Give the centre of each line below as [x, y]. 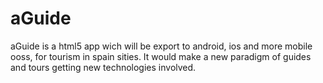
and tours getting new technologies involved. [103, 67]
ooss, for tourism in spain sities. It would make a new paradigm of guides [161, 56]
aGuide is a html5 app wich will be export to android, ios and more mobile [161, 46]
